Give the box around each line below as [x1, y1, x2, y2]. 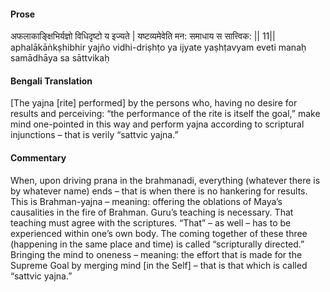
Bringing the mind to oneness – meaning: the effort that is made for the [10, 248, 303, 260]
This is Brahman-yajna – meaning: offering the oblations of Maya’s [10, 195, 283, 207]
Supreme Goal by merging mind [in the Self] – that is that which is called [10, 259, 308, 271]
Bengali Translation [10, 75, 93, 87]
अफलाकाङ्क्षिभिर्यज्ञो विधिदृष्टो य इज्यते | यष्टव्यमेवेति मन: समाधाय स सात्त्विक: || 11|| [10, 30, 276, 42]
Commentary [10, 152, 67, 164]
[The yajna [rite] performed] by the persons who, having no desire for [10, 97, 298, 109]
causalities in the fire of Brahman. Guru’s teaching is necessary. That [10, 206, 294, 218]
